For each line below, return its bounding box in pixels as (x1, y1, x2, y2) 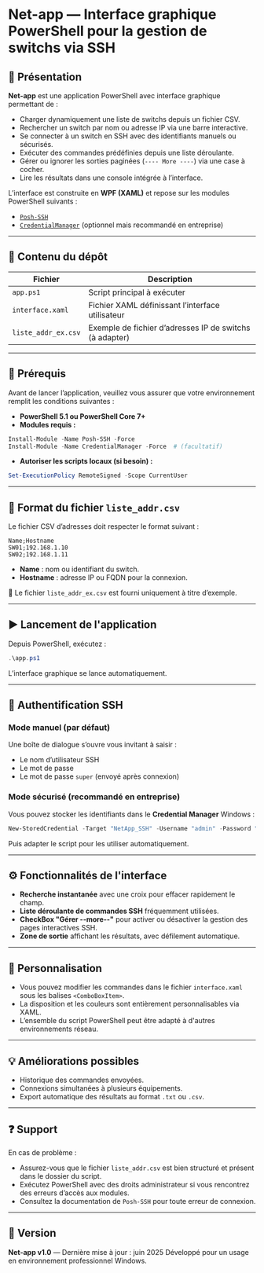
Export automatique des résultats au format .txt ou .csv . (19, 1092, 204, 1102)
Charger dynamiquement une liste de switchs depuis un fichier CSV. (19, 115, 240, 123)
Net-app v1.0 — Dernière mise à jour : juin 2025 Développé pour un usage (8, 1247, 249, 1256)
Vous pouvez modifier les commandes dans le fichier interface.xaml (19, 982, 244, 992)
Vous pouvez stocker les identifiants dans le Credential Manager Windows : (8, 809, 255, 819)
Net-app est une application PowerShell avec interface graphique (8, 91, 222, 100)
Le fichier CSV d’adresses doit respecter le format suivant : (8, 522, 200, 531)
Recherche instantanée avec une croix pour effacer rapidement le (19, 890, 236, 899)
